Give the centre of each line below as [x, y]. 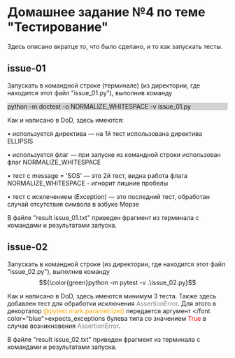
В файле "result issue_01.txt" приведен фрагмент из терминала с [103, 217]
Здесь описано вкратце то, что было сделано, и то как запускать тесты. [115, 46]
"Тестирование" [58, 27]
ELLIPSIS [20, 141]
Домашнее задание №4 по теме [106, 12]
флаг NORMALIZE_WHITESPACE [54, 162]
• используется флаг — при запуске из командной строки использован [114, 154]
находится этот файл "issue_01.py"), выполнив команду [90, 92]
